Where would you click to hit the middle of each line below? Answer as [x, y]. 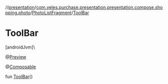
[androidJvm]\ [20, 47]
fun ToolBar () [19, 76]
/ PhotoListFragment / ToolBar [60, 13]
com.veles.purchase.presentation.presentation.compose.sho [99, 7]
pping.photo [18, 13]
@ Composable [21, 67]
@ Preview [16, 57]
